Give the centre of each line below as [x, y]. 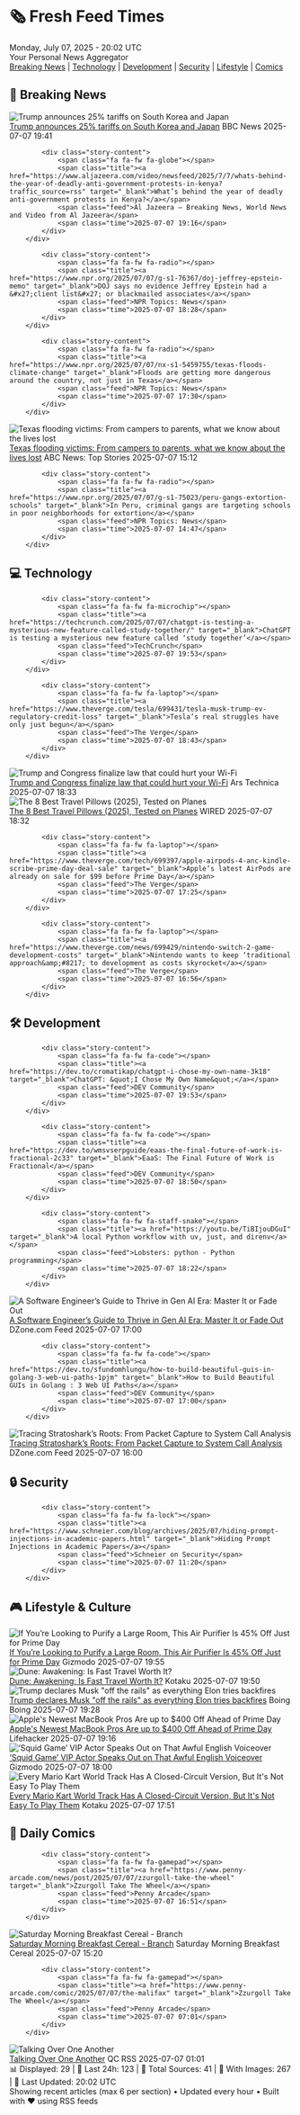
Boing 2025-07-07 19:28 [55, 1710]
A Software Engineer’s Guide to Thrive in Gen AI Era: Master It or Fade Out [147, 1320]
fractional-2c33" [42, 1159]
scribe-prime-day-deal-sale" [64, 868]
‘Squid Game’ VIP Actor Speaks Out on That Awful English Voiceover [136, 1757]
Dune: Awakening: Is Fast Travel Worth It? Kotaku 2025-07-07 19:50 [135, 1681]
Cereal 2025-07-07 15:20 [56, 1953]
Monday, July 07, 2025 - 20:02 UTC [75, 47]
